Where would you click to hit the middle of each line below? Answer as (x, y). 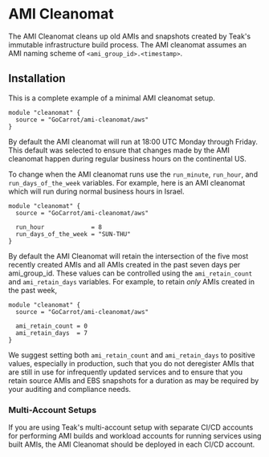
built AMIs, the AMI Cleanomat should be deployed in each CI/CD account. (132, 445)
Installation (37, 78)
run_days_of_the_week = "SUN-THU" (73, 234)
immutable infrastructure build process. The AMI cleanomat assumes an (128, 44)
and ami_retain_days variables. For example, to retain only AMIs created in (132, 281)
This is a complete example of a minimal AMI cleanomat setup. (112, 98)
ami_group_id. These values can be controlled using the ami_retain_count (130, 273)
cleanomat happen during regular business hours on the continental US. (127, 158)
